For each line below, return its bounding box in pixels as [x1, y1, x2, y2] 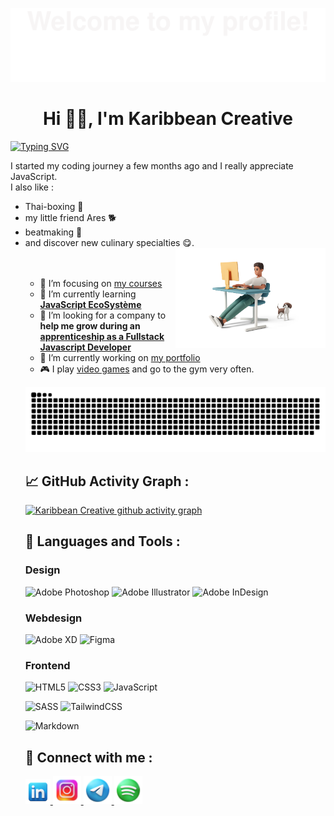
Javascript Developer [39, 341, 132, 353]
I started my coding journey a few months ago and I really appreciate [10, 159, 294, 172]
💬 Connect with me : [24, 749, 153, 766]
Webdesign [24, 611, 83, 625]
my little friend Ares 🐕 [24, 211, 117, 223]
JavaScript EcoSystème [39, 298, 142, 310]
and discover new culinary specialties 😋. [24, 236, 195, 248]
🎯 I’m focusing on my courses [39, 277, 163, 289]
